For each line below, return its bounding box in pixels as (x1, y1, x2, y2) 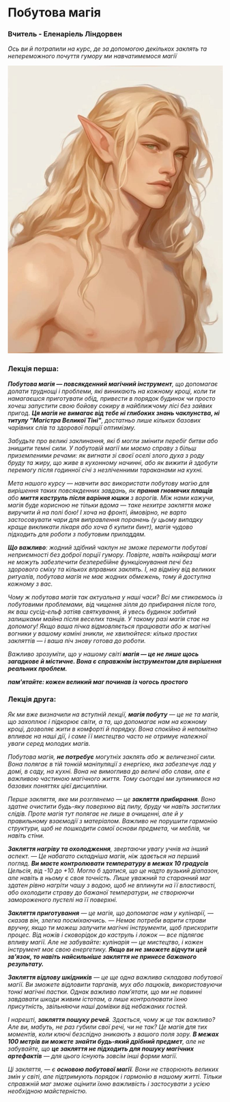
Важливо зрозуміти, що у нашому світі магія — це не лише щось (8, 649, 199, 658)
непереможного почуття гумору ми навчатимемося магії (8, 52, 177, 60)
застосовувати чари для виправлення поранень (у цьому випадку (8, 515, 203, 523)
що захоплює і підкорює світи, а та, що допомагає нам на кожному (8, 717, 207, 725)
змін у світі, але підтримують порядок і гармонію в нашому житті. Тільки (8, 1072, 222, 1080)
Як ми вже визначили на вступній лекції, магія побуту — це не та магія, (8, 710, 220, 718)
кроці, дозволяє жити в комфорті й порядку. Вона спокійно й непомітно (8, 725, 218, 733)
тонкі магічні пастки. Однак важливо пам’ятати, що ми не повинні (8, 988, 202, 996)
